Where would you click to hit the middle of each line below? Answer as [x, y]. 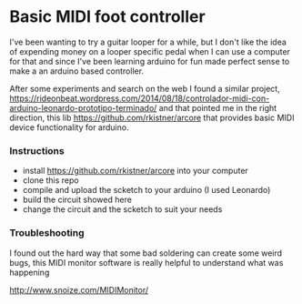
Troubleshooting [47, 233]
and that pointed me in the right [218, 107]
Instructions [37, 150]
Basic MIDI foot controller [108, 17]
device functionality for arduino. [69, 127]
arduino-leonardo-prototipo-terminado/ [83, 107]
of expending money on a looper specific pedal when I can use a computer [150, 51]
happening [30, 272]
